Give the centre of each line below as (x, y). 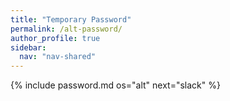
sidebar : (28, 47)
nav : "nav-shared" (58, 57)
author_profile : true (55, 38)
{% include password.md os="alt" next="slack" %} (115, 85)
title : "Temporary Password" (71, 19)
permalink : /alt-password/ (66, 29)
